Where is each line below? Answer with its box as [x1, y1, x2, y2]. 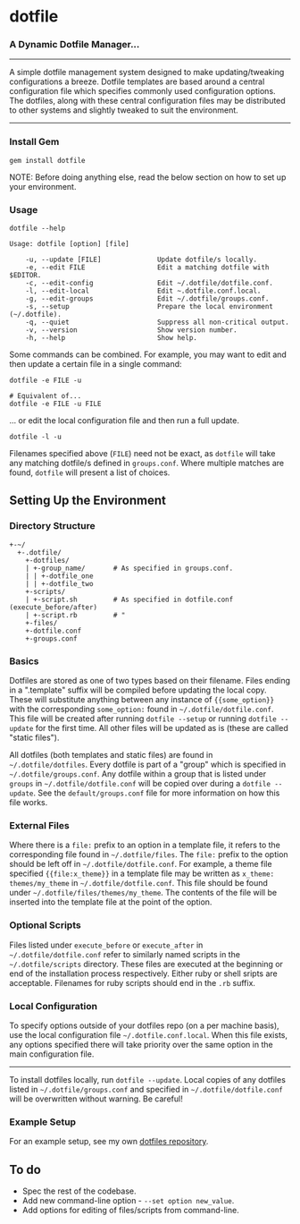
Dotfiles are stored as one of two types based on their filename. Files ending [9, 676, 290, 686]
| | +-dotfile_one [25, 571, 94, 581]
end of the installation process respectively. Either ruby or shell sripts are [9, 968, 279, 979]
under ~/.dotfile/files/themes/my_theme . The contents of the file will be [9, 888, 278, 898]
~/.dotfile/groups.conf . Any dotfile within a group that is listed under [9, 769, 266, 779]
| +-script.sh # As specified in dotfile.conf [25, 595, 234, 604]
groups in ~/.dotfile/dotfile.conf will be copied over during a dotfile [9, 778, 271, 789]
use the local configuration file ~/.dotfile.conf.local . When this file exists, [9, 1029, 288, 1040]
